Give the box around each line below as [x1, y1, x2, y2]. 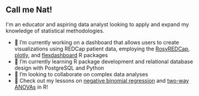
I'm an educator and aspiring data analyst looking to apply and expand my [5, 20, 189, 28]
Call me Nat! [5, 5, 52, 15]
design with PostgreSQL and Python [14, 64, 105, 71]
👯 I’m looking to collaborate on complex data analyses [14, 70, 148, 77]
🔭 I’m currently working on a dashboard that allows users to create [14, 38, 180, 46]
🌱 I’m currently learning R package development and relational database [14, 58, 194, 65]
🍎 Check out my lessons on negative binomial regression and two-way [14, 77, 189, 84]
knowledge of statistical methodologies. [5, 27, 105, 34]
